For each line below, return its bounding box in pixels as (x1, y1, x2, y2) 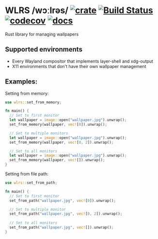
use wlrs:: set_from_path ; (5, 180, 57, 186)
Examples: (5, 78, 38, 86)
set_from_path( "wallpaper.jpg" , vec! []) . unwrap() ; (9, 225, 114, 230)
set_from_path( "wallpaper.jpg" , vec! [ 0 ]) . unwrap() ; (9, 198, 116, 203)
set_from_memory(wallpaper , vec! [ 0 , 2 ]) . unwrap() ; (9, 140, 114, 145)
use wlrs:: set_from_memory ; (5, 100, 62, 104)
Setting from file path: (5, 171, 48, 177)
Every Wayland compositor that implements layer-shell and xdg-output (12, 58, 154, 64)
